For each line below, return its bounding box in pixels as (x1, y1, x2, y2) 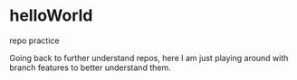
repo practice (9, 35, 60, 46)
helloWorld (9, 5, 93, 26)
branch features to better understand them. (9, 62, 171, 73)
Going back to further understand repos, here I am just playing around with (9, 52, 289, 63)
